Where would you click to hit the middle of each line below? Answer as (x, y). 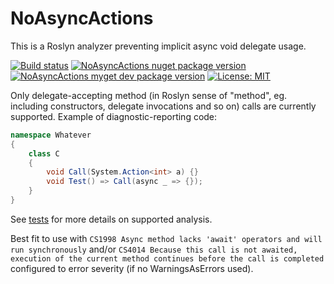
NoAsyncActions (82, 18)
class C (44, 153)
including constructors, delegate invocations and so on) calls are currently (163, 106)
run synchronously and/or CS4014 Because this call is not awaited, (154, 249)
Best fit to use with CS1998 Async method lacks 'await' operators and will (166, 238)
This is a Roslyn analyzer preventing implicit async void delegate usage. (158, 46)
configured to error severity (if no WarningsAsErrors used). (132, 268)
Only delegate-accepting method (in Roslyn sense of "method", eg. (149, 95)
